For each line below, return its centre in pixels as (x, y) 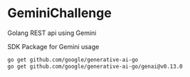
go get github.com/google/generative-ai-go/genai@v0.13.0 (95, 66)
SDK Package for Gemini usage (53, 46)
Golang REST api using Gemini (52, 33)
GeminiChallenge (59, 13)
